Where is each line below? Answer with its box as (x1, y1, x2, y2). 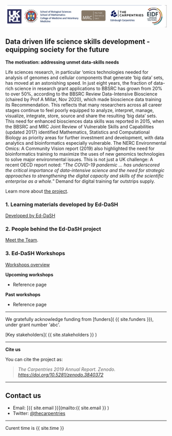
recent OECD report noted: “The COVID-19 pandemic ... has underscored (5, 162, 160, 168)
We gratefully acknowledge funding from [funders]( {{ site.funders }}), (5, 316, 154, 322)
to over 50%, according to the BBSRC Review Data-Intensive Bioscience (5, 90, 158, 97)
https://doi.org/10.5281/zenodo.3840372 (17, 371, 104, 377)
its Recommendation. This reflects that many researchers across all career (5, 102, 162, 108)
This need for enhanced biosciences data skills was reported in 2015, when (5, 118, 164, 124)
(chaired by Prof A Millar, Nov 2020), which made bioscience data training (5, 96, 162, 102)
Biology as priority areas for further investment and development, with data (5, 134, 164, 141)
